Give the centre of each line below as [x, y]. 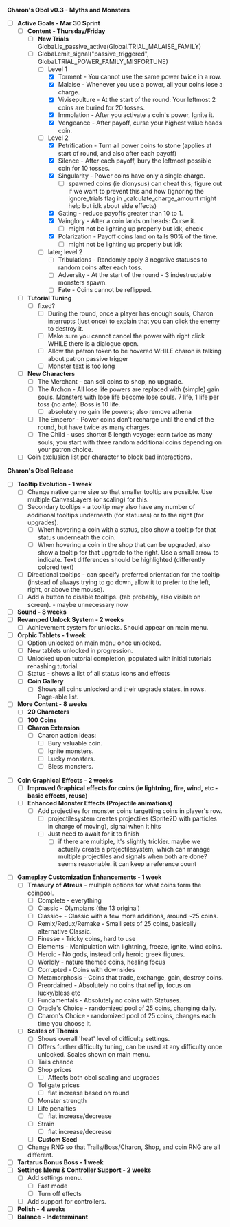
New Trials [53, 39]
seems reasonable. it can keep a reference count [127, 864]
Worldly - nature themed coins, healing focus [102, 962]
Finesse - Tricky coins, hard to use [87, 938]
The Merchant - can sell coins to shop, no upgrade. [110, 381]
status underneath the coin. [77, 537]
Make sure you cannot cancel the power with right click [126, 336]
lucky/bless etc [59, 993]
